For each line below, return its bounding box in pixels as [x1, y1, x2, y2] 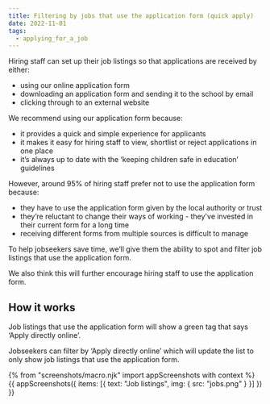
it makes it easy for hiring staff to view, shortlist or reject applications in [19, 138, 257, 148]
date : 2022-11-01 [8, 19, 67, 27]
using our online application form [19, 81, 131, 90]
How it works [8, 300, 76, 314]
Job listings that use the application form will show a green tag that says [8, 322, 248, 331]
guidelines [19, 163, 55, 173]
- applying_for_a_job [15, 34, 89, 43]
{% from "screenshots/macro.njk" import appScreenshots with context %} [8, 370, 255, 380]
